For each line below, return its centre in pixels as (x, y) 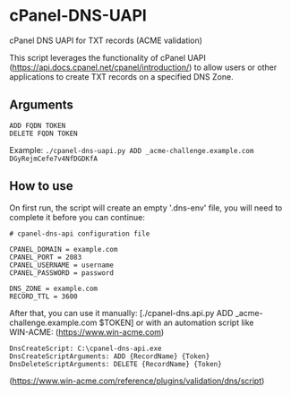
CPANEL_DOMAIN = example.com (64, 249)
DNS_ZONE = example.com (54, 288)
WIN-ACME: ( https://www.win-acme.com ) (87, 331)
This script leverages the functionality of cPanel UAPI (107, 57)
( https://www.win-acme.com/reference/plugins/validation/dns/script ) (137, 381)
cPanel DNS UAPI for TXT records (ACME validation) (106, 40)
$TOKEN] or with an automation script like (176, 322)
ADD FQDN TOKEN (38, 125)
